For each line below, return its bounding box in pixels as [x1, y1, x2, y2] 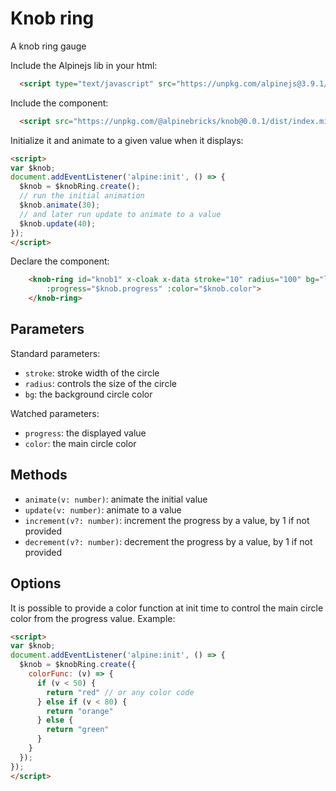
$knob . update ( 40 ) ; [19, 218, 97, 229]
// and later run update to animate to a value [19, 209, 222, 219]
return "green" [46, 725, 110, 735]
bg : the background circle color [24, 388, 153, 400]
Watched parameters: [10, 407, 100, 419]
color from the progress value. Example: [10, 612, 176, 624]
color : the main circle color [24, 437, 137, 449]
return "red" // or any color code [46, 687, 195, 697]
